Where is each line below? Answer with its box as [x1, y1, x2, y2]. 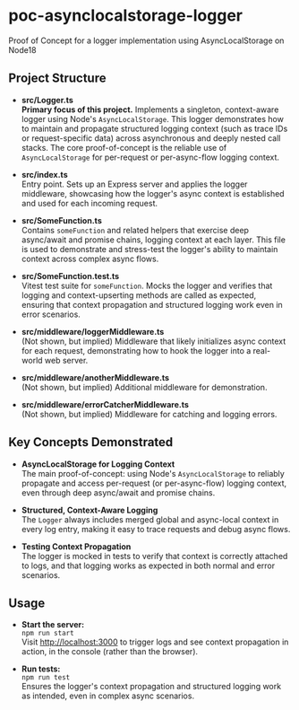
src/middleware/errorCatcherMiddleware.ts [21, 399, 190, 409]
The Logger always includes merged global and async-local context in [21, 513, 279, 525]
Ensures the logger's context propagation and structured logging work [21, 681, 282, 692]
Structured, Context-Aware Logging [21, 504, 158, 515]
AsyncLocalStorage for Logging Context [21, 459, 175, 469]
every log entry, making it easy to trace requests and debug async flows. [21, 523, 291, 534]
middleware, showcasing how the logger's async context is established [21, 188, 285, 198]
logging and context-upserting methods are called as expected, [21, 289, 257, 301]
